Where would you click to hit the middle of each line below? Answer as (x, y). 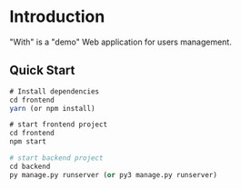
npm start (28, 142)
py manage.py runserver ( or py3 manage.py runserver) (114, 174)
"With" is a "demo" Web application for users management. (120, 42)
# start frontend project (58, 124)
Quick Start (42, 70)
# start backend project (56, 158)
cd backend (30, 166)
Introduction (57, 17)
